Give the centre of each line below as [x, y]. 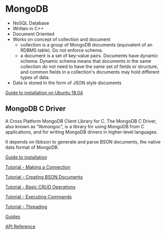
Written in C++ [28, 28]
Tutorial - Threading [26, 206]
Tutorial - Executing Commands [39, 197]
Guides [13, 216]
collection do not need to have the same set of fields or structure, [89, 66]
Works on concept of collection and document [62, 39]
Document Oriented [33, 34]
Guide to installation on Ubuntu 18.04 [44, 92]
